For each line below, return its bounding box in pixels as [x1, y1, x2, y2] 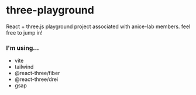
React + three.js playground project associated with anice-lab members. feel [6, 23, 191, 30]
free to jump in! [6, 29, 43, 36]
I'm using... [6, 43, 39, 52]
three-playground [6, 4, 95, 17]
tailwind [14, 63, 34, 70]
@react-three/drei [14, 76, 59, 83]
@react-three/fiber [14, 70, 60, 77]
